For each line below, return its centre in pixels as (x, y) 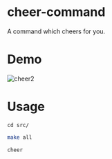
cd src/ (18, 125)
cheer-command (56, 12)
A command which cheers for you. (56, 31)
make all (20, 137)
